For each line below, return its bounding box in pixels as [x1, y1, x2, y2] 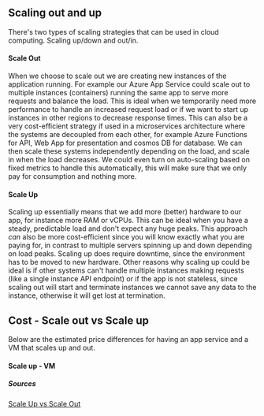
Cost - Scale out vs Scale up [8, 314, 150, 327]
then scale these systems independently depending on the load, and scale [8, 147, 250, 156]
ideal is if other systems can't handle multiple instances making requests [8, 266, 244, 275]
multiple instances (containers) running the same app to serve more [8, 88, 229, 98]
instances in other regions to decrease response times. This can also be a [8, 113, 248, 123]
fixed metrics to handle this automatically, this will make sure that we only [8, 163, 247, 173]
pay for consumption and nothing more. [8, 172, 137, 181]
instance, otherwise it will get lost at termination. [8, 291, 165, 300]
